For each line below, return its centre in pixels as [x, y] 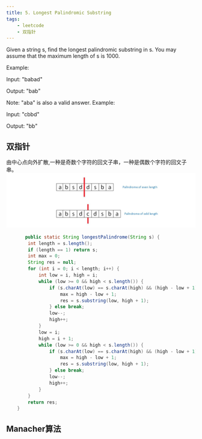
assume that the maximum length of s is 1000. [63, 56]
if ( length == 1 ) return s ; [63, 250]
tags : [13, 19]
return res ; [43, 402]
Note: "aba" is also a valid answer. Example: [61, 103]
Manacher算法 [34, 428]
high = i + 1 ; [56, 338]
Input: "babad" [25, 79]
